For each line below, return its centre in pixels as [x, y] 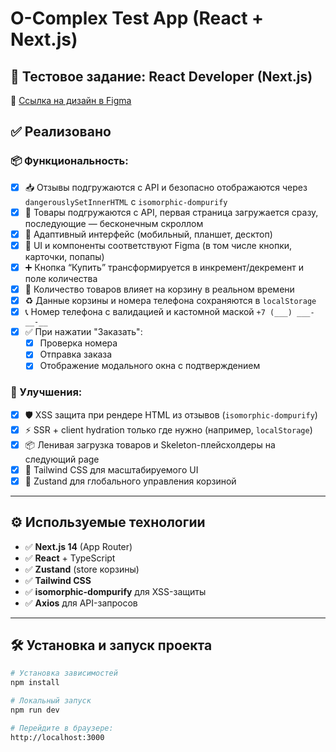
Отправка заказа [76, 354]
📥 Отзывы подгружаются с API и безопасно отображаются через [166, 187]
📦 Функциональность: [69, 161]
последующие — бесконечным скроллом [114, 223]
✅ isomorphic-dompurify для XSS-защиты [115, 591]
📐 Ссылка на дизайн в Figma [71, 100]
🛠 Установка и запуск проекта [111, 645]
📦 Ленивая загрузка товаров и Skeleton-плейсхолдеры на [150, 444]
